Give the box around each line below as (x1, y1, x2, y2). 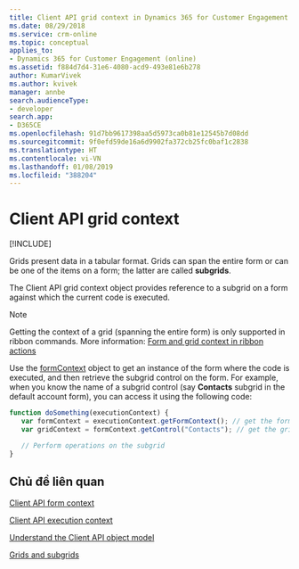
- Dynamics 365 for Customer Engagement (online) (9, 54, 198, 63)
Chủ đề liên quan (9, 474, 105, 489)
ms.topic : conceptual (9, 37, 90, 47)
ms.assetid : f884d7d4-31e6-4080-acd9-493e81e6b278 (9, 63, 201, 72)
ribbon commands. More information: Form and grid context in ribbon (9, 336, 264, 347)
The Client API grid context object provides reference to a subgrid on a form (9, 283, 288, 293)
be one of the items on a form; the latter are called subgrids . (9, 265, 231, 276)
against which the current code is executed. (9, 292, 171, 303)
